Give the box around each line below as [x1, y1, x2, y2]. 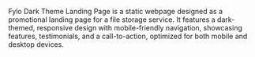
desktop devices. [8, 40, 65, 49]
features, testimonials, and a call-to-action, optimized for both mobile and [8, 31, 248, 41]
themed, [8, 23, 36, 32]
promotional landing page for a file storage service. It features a [8, 15, 216, 24]
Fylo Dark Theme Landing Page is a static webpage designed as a [8, 7, 223, 16]
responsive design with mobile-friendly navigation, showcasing [36, 23, 242, 32]
